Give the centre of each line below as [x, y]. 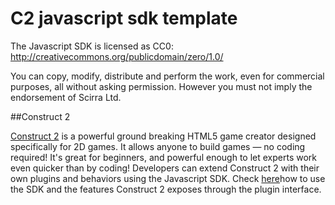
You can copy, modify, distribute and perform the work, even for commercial [167, 76]
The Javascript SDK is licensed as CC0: [92, 46]
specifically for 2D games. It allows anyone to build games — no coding [158, 146]
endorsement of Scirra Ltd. [66, 97]
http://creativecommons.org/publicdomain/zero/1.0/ [117, 56]
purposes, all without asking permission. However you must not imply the [161, 86]
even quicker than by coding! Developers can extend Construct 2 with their [165, 168]
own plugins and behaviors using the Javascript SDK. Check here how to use [168, 178]
